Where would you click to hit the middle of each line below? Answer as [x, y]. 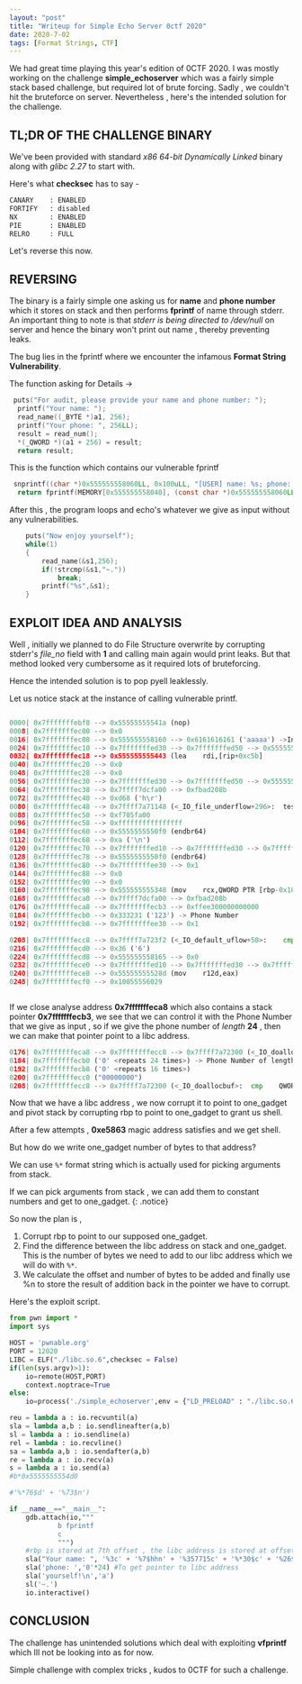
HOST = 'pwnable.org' [50, 1343]
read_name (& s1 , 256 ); [80, 561]
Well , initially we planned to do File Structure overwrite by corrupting [137, 644]
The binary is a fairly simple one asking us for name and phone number [142, 301]
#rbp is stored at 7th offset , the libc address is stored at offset [160, 1551]
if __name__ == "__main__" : [58, 1509]
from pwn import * [44, 1318]
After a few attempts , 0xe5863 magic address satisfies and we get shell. [145, 1130]
